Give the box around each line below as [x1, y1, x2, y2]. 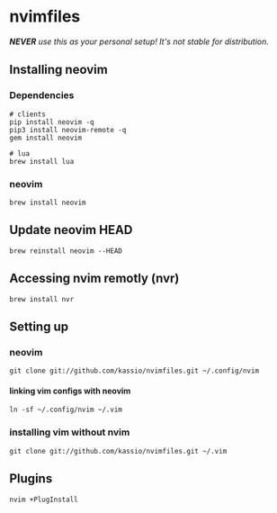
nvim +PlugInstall [9, 495, 78, 504]
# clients [9, 110, 47, 119]
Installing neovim [9, 62, 108, 77]
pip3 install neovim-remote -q [9, 125, 127, 134]
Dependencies [9, 89, 75, 102]
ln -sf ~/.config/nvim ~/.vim [9, 405, 123, 415]
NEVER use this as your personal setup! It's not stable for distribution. [9, 36, 270, 47]
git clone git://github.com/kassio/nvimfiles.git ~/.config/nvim [9, 366, 259, 375]
